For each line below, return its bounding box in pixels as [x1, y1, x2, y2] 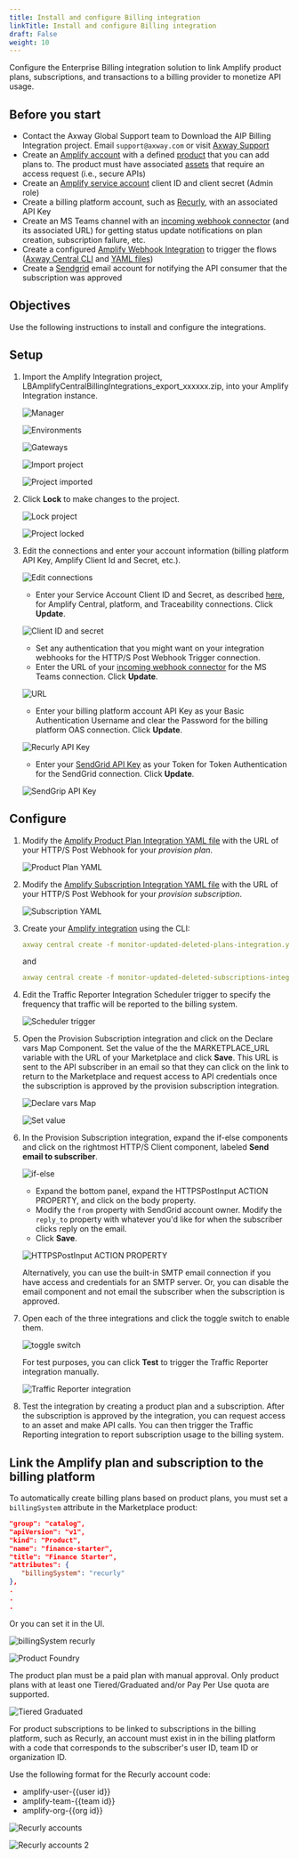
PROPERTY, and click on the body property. [35, 1195, 197, 1206]
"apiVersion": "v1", [9, 1527, 86, 1536]
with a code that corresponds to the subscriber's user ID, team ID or [9, 1742, 259, 1753]
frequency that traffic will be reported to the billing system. [21, 998, 238, 1010]
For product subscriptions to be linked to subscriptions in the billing [9, 1723, 256, 1734]
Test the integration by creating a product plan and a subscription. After [21, 1401, 285, 1411]
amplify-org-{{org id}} [21, 1805, 104, 1815]
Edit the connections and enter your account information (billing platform [21, 545, 289, 556]
